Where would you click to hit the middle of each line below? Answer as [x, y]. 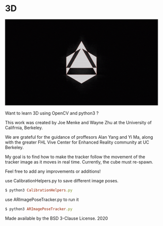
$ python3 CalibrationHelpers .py [39, 190]
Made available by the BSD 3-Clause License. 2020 [57, 218]
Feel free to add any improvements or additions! [53, 171]
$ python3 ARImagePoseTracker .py [39, 209]
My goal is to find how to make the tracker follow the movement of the [75, 157]
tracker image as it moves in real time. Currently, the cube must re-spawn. [79, 162]
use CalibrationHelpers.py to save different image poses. [62, 180]
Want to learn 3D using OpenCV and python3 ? [52, 113]
